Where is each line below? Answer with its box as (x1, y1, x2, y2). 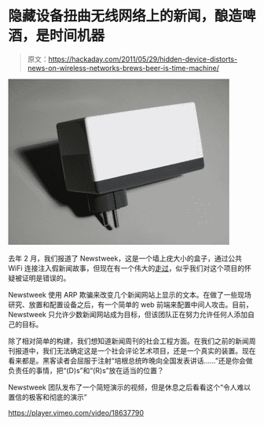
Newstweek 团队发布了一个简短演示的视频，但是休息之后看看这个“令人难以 (8, 382, 251, 392)
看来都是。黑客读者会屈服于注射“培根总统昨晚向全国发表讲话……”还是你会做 (8, 356, 253, 365)
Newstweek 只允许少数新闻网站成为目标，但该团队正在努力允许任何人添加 (8, 309, 248, 319)
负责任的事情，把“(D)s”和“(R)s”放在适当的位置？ (8, 365, 164, 375)
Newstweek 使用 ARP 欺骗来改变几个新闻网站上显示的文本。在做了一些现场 (8, 290, 251, 299)
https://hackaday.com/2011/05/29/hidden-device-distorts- (48, 54, 238, 64)
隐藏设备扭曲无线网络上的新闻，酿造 (8, 7, 243, 25)
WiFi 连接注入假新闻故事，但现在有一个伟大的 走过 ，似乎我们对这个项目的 (8, 263, 245, 272)
